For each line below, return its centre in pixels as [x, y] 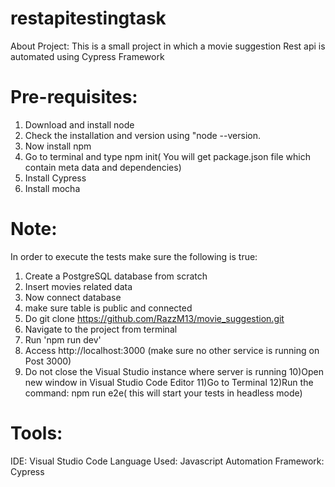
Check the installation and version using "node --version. [142, 135]
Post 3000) [48, 361]
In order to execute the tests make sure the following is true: [134, 256]
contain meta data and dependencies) [103, 167]
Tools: [36, 433]
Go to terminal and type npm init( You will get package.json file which [167, 156]
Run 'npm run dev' [63, 339]
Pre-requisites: [74, 97]
